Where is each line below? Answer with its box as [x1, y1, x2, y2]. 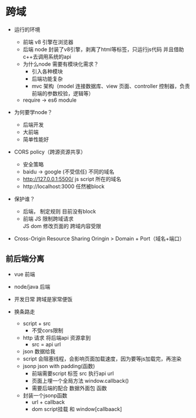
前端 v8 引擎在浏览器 [22, 38, 74, 45]
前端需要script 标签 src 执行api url [31, 370, 114, 377]
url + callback [31, 398, 65, 406]
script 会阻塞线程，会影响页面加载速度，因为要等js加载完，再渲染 [22, 355, 182, 362]
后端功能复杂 [31, 75, 63, 82]
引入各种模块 [31, 68, 63, 75]
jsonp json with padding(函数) [22, 362, 95, 369]
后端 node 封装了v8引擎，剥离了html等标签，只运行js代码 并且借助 [22, 45, 184, 53]
